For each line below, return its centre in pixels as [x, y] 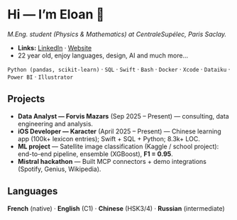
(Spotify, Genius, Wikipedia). [59, 169]
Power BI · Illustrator [40, 77]
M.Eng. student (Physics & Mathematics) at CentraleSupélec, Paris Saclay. [117, 34]
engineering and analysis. [55, 123]
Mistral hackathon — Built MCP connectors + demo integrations [112, 161]
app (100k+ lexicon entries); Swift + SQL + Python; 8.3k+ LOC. [109, 138]
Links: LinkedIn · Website [55, 48]
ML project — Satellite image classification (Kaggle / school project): [118, 146]
